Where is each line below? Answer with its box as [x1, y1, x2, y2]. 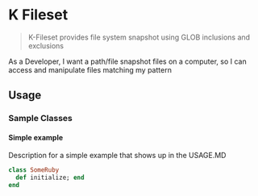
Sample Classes [8, 113, 73, 124]
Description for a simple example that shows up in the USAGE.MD [8, 151, 227, 161]
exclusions [27, 40, 64, 50]
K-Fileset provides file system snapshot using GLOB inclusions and [27, 32, 251, 42]
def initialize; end [15, 173, 85, 182]
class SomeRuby [8, 166, 60, 174]
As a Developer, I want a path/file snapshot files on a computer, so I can [8, 56, 248, 66]
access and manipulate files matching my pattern [8, 65, 172, 74]
